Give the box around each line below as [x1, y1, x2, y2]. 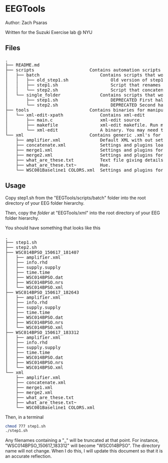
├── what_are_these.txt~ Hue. [15, 162, 111, 168]
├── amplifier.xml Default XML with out [15, 137, 153, 143]
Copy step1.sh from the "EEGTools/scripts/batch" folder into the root [5, 195, 146, 201]
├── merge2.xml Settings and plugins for [15, 152, 163, 158]
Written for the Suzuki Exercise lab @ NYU [5, 29, 92, 35]
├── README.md [5, 62, 40, 68]
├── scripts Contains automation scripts [5, 67, 161, 73]
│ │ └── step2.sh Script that [5, 87, 140, 93]
